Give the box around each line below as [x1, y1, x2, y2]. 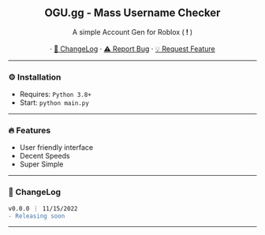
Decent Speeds [19, 151, 70, 161]
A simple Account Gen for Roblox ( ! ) [72, 27, 193, 36]
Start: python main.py [19, 98, 89, 107]
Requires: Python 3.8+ [19, 90, 92, 99]
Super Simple [19, 159, 64, 169]
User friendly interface [19, 143, 93, 152]
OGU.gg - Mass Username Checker [44, 6, 221, 20]
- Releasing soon [8, 212, 65, 220]
